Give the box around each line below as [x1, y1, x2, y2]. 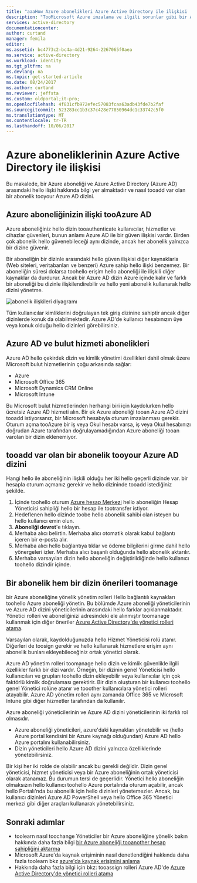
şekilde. [6, 488, 25, 495]
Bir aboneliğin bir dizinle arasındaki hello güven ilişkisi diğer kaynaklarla [6, 255, 179, 262]
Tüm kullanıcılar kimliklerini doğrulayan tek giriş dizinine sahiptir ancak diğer [6, 309, 190, 316]
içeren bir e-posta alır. [14, 536, 69, 543]
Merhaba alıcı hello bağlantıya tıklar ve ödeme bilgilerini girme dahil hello [14, 542, 191, 549]
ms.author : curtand [6, 85, 54, 91]
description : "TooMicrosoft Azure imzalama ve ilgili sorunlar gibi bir [6, 14, 188, 20]
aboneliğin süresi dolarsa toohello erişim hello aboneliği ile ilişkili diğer [6, 268, 175, 275]
